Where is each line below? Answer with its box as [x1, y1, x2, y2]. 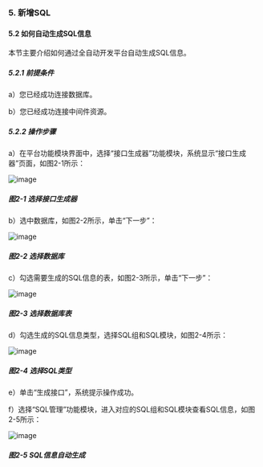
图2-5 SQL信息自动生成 [8, 450, 86, 460]
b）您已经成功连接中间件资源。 [8, 107, 111, 117]
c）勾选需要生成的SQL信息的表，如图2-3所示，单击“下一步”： [8, 273, 213, 282]
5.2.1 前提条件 [8, 68, 55, 77]
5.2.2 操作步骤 [8, 126, 56, 136]
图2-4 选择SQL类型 [8, 366, 72, 375]
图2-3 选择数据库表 [8, 308, 72, 318]
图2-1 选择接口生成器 [8, 194, 78, 203]
